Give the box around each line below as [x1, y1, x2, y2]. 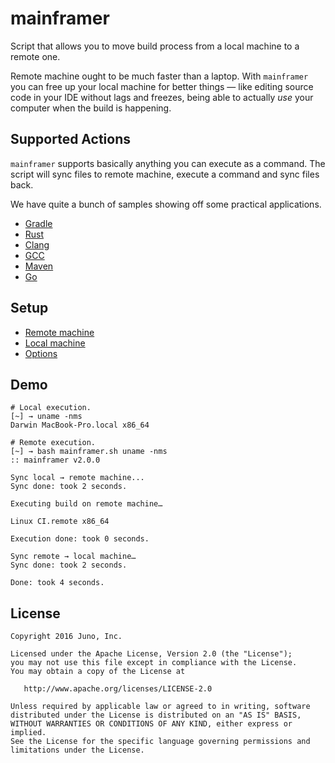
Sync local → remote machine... [10, 473, 145, 483]
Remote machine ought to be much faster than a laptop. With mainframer [10, 70, 309, 82]
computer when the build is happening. [10, 102, 172, 114]
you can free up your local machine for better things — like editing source [10, 80, 314, 92]
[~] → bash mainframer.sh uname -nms [10, 447, 168, 457]
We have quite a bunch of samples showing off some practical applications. [10, 198, 322, 210]
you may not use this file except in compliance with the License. [10, 658, 298, 668]
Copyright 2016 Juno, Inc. [10, 632, 123, 642]
